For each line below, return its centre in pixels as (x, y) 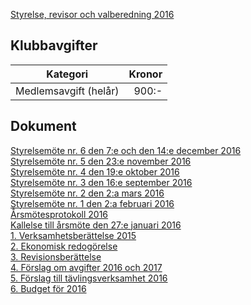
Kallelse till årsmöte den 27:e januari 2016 (96, 225)
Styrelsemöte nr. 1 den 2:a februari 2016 (92, 203)
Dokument (43, 126)
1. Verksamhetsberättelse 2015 (73, 235)
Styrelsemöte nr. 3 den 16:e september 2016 (101, 182)
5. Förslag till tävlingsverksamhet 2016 (89, 278)
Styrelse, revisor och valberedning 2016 (92, 14)
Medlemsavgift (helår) (67, 91)
